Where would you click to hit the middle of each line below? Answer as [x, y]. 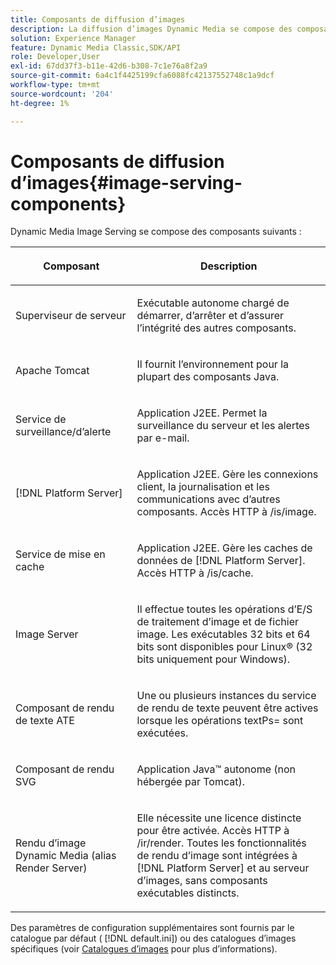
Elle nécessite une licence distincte [219, 818]
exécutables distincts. [188, 893]
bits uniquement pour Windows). [213, 659]
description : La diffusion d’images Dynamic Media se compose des [151, 29]
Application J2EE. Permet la [202, 413]
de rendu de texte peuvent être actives [227, 708]
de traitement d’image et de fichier [217, 622]
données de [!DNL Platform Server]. [221, 561]
